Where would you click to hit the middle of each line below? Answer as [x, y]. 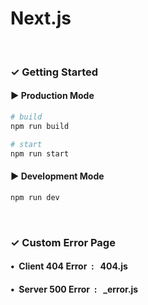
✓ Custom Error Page [63, 242]
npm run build [40, 126]
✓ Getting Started [54, 72]
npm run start [40, 153]
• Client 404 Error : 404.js [69, 266]
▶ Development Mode [57, 176]
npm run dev [35, 197]
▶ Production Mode [52, 96]
